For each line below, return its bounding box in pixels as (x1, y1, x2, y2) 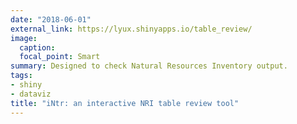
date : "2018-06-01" (10, 14, 92, 25)
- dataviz (10, 89, 52, 99)
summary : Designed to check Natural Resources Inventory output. (10, 61, 288, 71)
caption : (19, 42, 56, 53)
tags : (10, 71, 33, 81)
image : (10, 33, 38, 43)
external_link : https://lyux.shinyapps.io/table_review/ (10, 24, 253, 34)
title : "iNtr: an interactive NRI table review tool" (10, 98, 240, 108)
